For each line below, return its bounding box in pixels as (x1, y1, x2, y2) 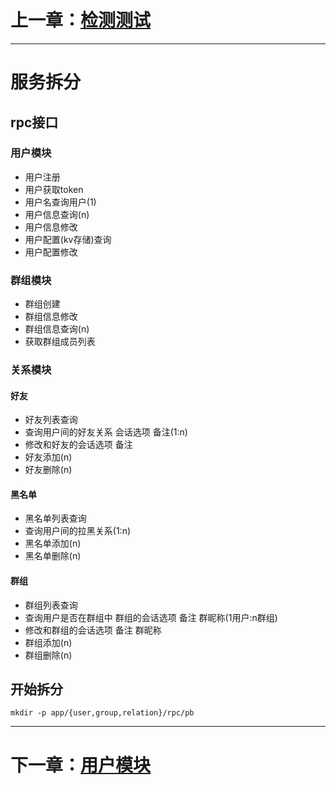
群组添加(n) (24, 636, 73, 648)
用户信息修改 (24, 221, 78, 233)
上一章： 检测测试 (10, 9, 152, 32)
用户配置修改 (24, 246, 78, 258)
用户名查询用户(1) (24, 196, 97, 208)
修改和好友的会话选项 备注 (24, 439, 133, 451)
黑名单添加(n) (24, 537, 82, 550)
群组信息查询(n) (24, 323, 90, 335)
